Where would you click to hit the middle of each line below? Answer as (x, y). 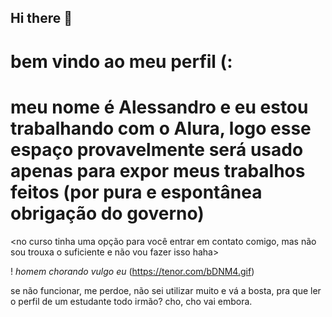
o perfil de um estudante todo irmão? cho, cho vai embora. (131, 301)
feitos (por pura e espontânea (136, 192)
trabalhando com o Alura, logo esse (161, 128)
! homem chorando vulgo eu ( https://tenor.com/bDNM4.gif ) (132, 271)
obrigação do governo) (107, 213)
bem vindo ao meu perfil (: (121, 61)
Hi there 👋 (41, 18)
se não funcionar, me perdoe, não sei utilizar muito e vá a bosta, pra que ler (166, 290)
